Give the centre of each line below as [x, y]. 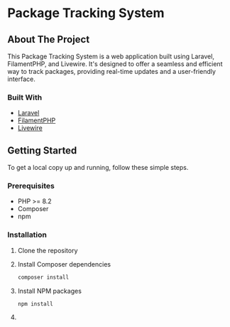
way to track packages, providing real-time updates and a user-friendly [112, 71]
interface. [21, 79]
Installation [27, 235]
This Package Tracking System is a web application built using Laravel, [111, 56]
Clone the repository [48, 250]
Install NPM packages [49, 291]
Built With [25, 97]
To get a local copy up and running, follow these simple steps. [98, 168]
